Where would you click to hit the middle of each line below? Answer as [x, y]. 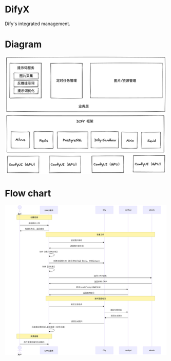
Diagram [23, 44]
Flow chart [28, 194]
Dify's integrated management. [37, 24]
